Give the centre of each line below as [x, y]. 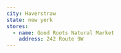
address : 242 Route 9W [51, 39]
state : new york [30, 20]
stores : [18, 26]
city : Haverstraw [31, 13]
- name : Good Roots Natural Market [64, 33]
